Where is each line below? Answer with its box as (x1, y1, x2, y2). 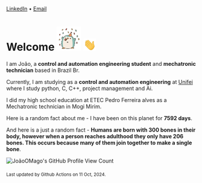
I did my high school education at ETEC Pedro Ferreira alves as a (6, 96, 167, 103)
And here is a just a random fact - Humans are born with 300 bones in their (6, 126, 196, 133)
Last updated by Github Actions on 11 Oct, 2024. (6, 172, 106, 178)
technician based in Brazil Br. (6, 66, 80, 74)
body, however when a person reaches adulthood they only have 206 (6, 132, 184, 140)
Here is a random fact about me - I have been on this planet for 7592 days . (6, 114, 193, 121)
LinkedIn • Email (6, 5, 47, 12)
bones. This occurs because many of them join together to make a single (6, 139, 192, 146)
